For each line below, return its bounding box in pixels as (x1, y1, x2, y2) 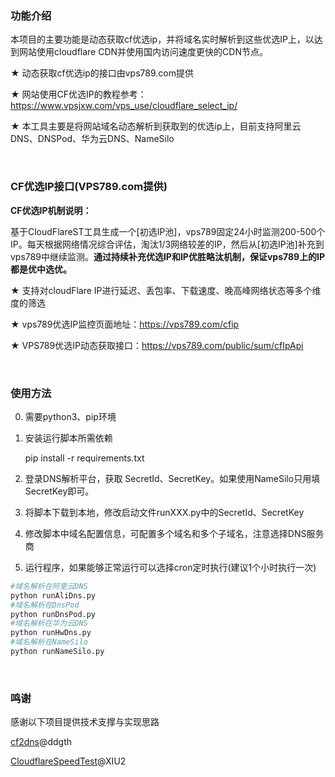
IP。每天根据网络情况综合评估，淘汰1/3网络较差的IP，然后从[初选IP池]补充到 (10, 238, 325, 250)
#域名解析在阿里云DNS (10, 581, 88, 591)
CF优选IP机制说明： (10, 204, 92, 216)
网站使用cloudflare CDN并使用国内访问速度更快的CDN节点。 (18, 46, 268, 58)
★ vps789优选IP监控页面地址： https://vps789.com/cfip (10, 318, 240, 330)
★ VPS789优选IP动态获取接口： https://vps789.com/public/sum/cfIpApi (10, 339, 304, 351)
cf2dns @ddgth (10, 736, 73, 748)
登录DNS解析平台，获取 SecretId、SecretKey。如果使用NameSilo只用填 (24, 472, 321, 484)
